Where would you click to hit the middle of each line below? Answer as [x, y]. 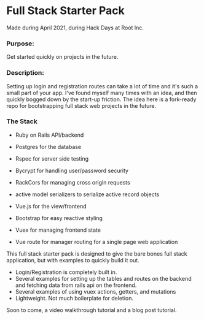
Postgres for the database [48, 147]
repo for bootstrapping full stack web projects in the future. [81, 105]
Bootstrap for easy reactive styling [59, 218]
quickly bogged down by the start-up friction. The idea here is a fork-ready [101, 99]
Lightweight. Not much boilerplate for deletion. [74, 298]
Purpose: [21, 44]
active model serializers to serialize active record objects [87, 194]
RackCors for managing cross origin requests [73, 182]
